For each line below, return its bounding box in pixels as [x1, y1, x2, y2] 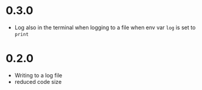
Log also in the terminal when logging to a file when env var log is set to [14, 24, 196, 31]
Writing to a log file [14, 71, 62, 79]
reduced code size [14, 78, 62, 85]
